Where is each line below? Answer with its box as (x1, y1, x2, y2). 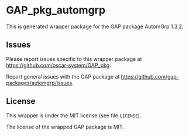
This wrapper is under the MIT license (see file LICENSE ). (6, 112, 142, 119)
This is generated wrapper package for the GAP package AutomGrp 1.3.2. (6, 23, 184, 30)
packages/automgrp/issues (6, 79, 73, 86)
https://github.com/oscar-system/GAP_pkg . (6, 62, 111, 69)
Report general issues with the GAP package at (6, 73, 120, 80)
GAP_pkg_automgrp (6, 4, 106, 17)
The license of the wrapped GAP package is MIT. (6, 123, 125, 130)
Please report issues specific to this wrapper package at (6, 55, 142, 62)
